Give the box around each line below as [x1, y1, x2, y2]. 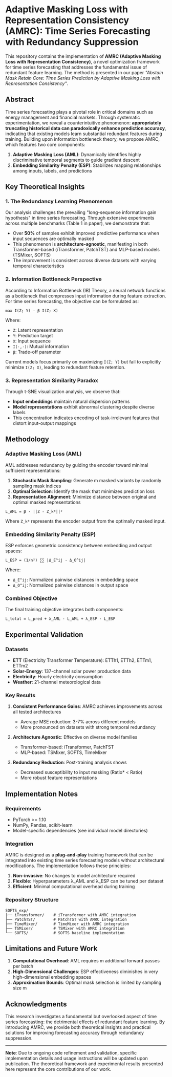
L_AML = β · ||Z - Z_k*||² [5, 509, 63, 514]
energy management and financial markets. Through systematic [5, 114, 140, 120]
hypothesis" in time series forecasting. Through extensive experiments [5, 215, 155, 221]
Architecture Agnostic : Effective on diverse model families [12, 734, 138, 740]
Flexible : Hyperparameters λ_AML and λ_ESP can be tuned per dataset [12, 878, 164, 884]
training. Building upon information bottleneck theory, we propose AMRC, [5, 136, 160, 142]
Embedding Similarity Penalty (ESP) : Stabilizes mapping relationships [12, 162, 161, 168]
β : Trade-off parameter [12, 349, 61, 355]
